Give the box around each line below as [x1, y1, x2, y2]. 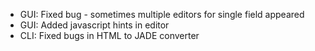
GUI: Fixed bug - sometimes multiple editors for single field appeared [19, 9, 305, 20]
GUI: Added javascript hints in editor [19, 19, 170, 31]
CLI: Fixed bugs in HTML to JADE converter [19, 30, 200, 41]
